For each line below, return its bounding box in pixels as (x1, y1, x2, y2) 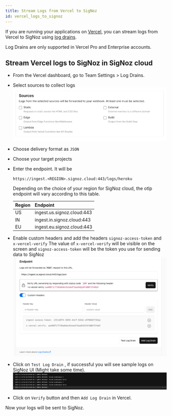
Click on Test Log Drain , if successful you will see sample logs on (12, 362, 154, 368)
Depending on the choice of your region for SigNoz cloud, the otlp (12, 185, 153, 191)
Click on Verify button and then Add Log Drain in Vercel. (12, 394, 132, 401)
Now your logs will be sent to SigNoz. (5, 404, 84, 410)
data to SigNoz (12, 251, 45, 257)
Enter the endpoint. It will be (12, 166, 73, 172)
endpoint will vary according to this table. (12, 190, 100, 197)
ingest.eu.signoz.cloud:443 (35, 224, 93, 230)
